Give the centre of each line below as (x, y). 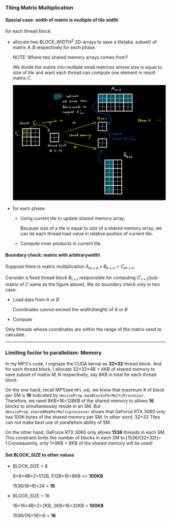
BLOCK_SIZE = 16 (31, 496)
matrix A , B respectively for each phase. (54, 47)
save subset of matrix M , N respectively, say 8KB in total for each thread (81, 375)
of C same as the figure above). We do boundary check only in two (90, 284)
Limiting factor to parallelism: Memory (53, 353)
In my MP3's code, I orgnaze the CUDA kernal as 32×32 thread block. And (83, 363)
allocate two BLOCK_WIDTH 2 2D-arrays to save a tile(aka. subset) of (84, 41)
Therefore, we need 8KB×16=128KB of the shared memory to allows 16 (80, 401)
